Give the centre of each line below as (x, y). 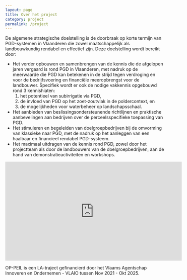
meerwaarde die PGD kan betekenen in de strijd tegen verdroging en (84, 75)
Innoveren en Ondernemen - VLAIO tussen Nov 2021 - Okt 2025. (72, 273)
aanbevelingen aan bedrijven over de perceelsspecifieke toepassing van (88, 117)
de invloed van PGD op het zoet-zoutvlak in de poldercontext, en (87, 102)
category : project (24, 19)
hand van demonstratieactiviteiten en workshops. (64, 155)
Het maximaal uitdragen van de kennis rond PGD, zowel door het (80, 144)
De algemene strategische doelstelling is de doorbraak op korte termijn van (83, 38)
